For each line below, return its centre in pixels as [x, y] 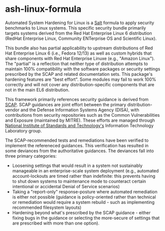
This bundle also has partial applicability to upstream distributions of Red [79, 48]
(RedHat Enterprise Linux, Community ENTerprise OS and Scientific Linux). [81, 38]
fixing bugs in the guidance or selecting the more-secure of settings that [86, 218]
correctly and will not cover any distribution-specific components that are [80, 84]
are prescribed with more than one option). [56, 223]
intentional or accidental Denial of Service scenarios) [66, 186]
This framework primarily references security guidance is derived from [77, 99]
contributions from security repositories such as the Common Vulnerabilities [82, 115]
